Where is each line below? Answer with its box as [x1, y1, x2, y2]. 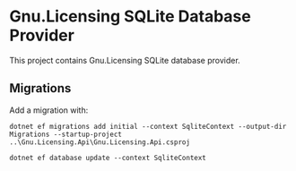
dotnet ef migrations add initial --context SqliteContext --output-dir [9, 122, 287, 131]
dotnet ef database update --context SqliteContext [9, 153, 206, 162]
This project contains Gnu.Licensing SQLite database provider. [9, 55, 240, 65]
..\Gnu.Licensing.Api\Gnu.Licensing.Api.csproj [9, 137, 191, 147]
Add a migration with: [9, 105, 89, 115]
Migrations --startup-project [9, 130, 123, 139]
